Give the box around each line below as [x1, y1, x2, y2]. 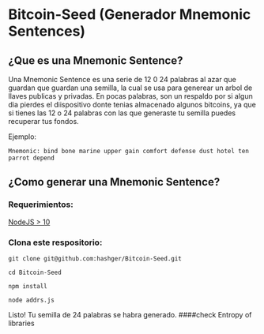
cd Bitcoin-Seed [8, 268, 62, 276]
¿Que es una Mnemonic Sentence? [8, 54, 183, 67]
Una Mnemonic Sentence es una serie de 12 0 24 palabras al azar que [8, 75, 237, 84]
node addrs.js [8, 296, 55, 304]
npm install [8, 282, 47, 290]
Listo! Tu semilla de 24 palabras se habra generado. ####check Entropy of [8, 310, 252, 319]
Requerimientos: [8, 199, 74, 210]
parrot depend [8, 154, 55, 162]
